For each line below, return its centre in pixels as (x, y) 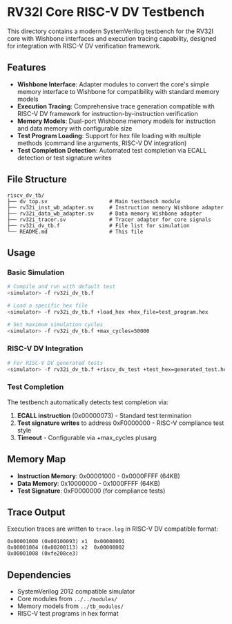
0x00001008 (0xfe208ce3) (43, 554)
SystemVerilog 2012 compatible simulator (76, 592)
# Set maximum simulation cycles (55, 324)
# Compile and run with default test (61, 287)
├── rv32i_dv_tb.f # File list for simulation (98, 225)
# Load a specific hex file (48, 305)
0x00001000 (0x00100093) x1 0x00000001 (66, 542)
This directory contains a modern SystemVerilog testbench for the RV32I (110, 31)
